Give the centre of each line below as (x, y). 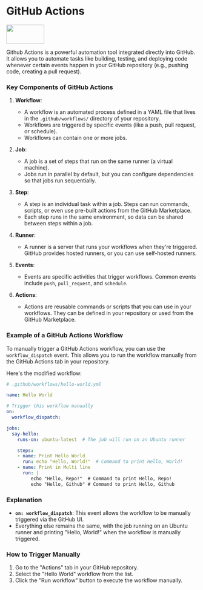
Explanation (24, 500)
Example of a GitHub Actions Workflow (65, 336)
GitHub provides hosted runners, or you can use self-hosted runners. (110, 253)
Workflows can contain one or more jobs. (75, 138)
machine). (37, 168)
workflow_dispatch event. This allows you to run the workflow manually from (101, 355)
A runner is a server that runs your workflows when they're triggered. (111, 247)
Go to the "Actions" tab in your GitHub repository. (77, 568)
